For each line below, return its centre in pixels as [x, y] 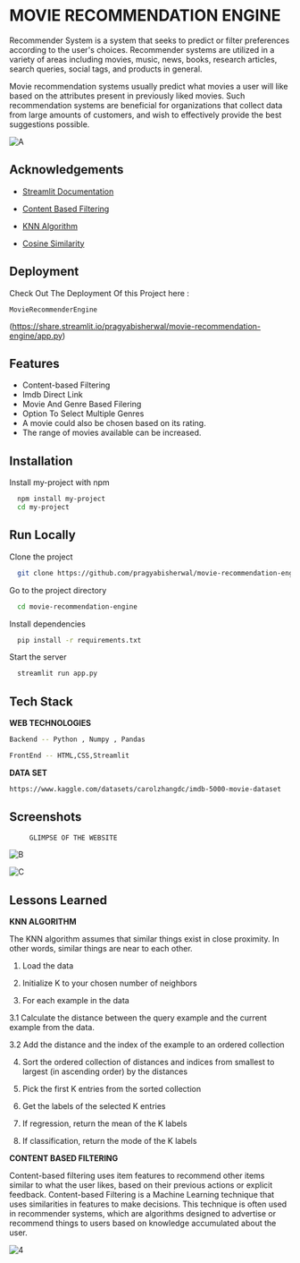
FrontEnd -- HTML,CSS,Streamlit [69, 755]
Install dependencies [48, 624]
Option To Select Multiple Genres [83, 414]
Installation [41, 461]
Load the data [48, 966]
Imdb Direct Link [52, 395]
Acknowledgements [67, 170]
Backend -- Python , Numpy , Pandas [77, 739]
